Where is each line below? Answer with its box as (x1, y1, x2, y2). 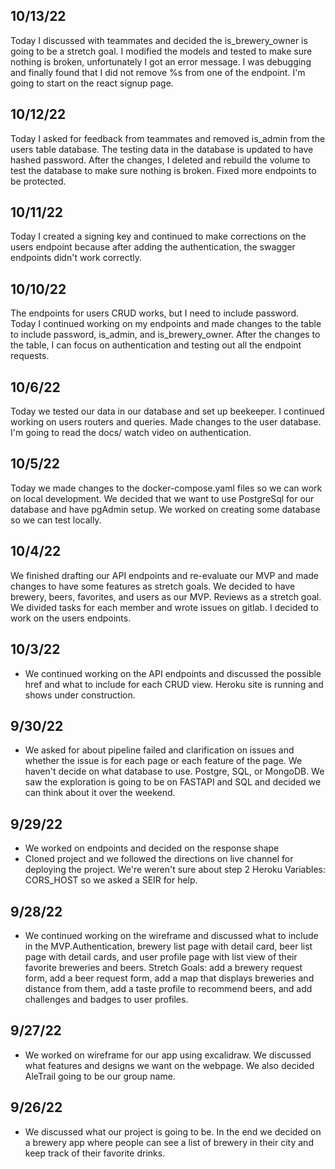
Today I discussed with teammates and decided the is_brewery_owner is (10, 34, 308, 46)
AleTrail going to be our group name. (24, 1070, 176, 1082)
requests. (10, 350, 50, 362)
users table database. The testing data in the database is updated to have (10, 143, 314, 155)
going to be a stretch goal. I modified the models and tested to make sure (10, 45, 313, 57)
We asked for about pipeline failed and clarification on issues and (24, 744, 295, 756)
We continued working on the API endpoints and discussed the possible (24, 667, 322, 679)
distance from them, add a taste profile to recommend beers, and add (24, 982, 313, 994)
